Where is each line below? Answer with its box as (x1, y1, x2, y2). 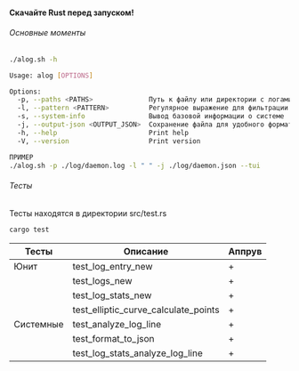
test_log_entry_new (72, 260, 153, 272)
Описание (123, 245, 169, 257)
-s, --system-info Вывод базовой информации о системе (17, 112, 285, 121)
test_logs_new (72, 274, 133, 286)
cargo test (9, 225, 50, 234)
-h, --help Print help (17, 128, 190, 137)
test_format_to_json (72, 332, 155, 344)
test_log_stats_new (72, 289, 152, 302)
